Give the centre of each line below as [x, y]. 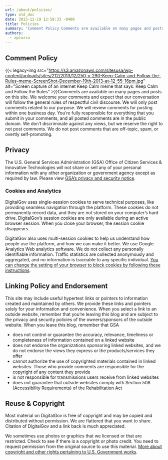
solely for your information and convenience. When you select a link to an [81, 309]
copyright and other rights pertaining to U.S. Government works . [71, 452]
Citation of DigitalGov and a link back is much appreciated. [65, 426]
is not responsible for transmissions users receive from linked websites [85, 377]
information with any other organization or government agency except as [80, 173]
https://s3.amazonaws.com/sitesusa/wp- [91, 70]
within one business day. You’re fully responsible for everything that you [79, 113]
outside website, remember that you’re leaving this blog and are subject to [82, 314]
